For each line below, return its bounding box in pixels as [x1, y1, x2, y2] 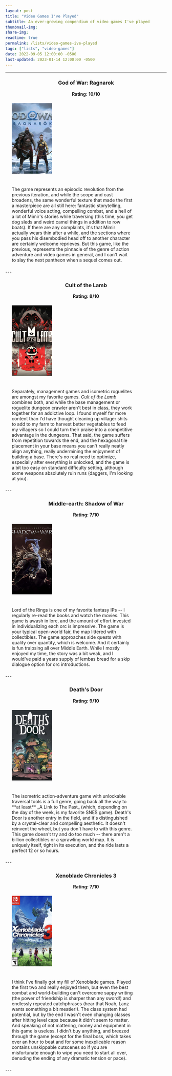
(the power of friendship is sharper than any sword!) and [12, 995, 132, 1001]
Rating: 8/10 [73, 293, 99, 299]
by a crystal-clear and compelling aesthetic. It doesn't [12, 820, 126, 826]
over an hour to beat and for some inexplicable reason [12, 1039, 126, 1045]
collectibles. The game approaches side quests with [12, 634, 122, 640]
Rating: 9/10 [73, 698, 99, 704]
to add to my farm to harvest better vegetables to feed [12, 421, 126, 428]
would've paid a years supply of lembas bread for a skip [12, 656, 131, 662]
